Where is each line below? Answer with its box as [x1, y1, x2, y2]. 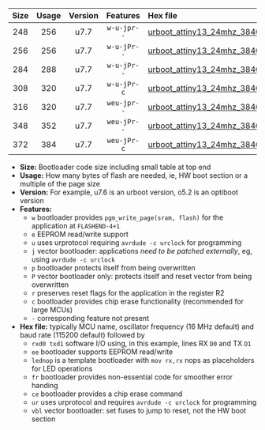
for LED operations [31, 364, 93, 373]
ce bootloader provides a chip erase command [31, 389, 183, 398]
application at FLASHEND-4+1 [31, 221, 121, 230]
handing [31, 381, 58, 390]
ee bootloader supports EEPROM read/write [31, 347, 174, 356]
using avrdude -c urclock [31, 255, 116, 264]
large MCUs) [31, 305, 73, 315]
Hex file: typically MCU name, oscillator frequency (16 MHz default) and [19, 322, 255, 331]
